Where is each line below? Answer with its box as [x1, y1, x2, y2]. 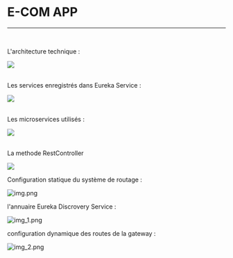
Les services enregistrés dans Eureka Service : [7, 81, 141, 89]
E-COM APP [7, 4, 78, 20]
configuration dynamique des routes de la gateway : [7, 229, 156, 237]
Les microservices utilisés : [7, 115, 85, 123]
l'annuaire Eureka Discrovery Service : [7, 202, 116, 211]
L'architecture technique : [7, 47, 80, 56]
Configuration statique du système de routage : [7, 175, 142, 184]
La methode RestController [7, 149, 85, 157]
